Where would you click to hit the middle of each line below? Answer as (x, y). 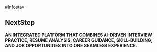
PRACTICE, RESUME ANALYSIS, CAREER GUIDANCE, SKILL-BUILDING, (79, 40)
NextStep (20, 22)
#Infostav (15, 7)
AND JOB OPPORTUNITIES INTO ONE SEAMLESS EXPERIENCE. (71, 45)
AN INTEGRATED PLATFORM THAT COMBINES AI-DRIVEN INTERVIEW (78, 35)
